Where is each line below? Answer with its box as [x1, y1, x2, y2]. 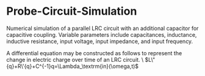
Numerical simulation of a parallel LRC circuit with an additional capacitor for [6, 25, 199, 32]
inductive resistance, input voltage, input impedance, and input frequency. [6, 37, 193, 45]
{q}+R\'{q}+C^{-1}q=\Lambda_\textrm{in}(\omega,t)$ [6, 63, 139, 70]
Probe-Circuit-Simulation [6, 4, 137, 18]
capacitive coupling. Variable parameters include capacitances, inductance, [6, 31, 197, 38]
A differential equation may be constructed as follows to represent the [6, 49, 182, 56]
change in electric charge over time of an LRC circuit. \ [6, 56, 144, 63]
